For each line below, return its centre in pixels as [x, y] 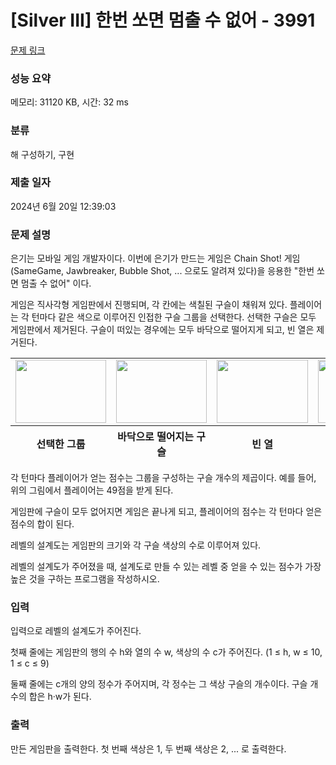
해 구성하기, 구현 [42, 154]
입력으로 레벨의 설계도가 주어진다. [76, 631]
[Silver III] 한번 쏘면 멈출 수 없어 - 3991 [163, 20]
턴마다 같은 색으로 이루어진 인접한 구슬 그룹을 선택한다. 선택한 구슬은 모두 [174, 317]
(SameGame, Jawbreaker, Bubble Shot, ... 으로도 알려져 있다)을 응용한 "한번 [162, 271]
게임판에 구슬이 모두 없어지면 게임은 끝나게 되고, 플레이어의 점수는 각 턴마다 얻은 [166, 512]
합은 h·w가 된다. [60, 697]
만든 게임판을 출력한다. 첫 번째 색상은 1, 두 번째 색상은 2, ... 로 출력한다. [148, 748]
